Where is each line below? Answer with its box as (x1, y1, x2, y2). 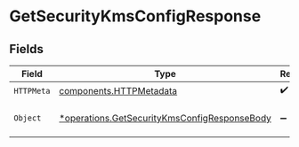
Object (13, 113, 42, 123)
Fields (9, 42, 44, 57)
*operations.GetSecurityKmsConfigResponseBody (59, 112, 271, 124)
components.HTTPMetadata (59, 84, 178, 97)
